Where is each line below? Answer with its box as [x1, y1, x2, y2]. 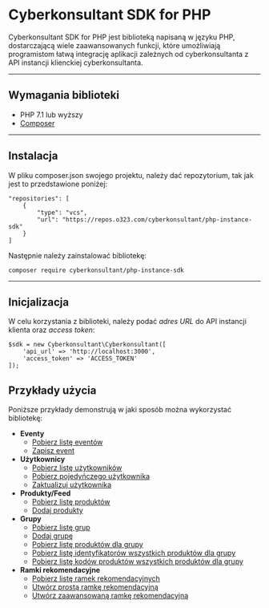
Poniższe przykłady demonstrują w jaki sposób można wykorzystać [8, 405, 232, 415]
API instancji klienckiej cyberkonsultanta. [8, 58, 143, 67]
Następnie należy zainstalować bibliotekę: [8, 250, 147, 260]
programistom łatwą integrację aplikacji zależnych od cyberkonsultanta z [8, 49, 249, 59]
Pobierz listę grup [31, 523, 90, 533]
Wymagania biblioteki [8, 88, 120, 102]
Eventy [19, 429, 45, 439]
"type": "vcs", [37, 209, 88, 217]
